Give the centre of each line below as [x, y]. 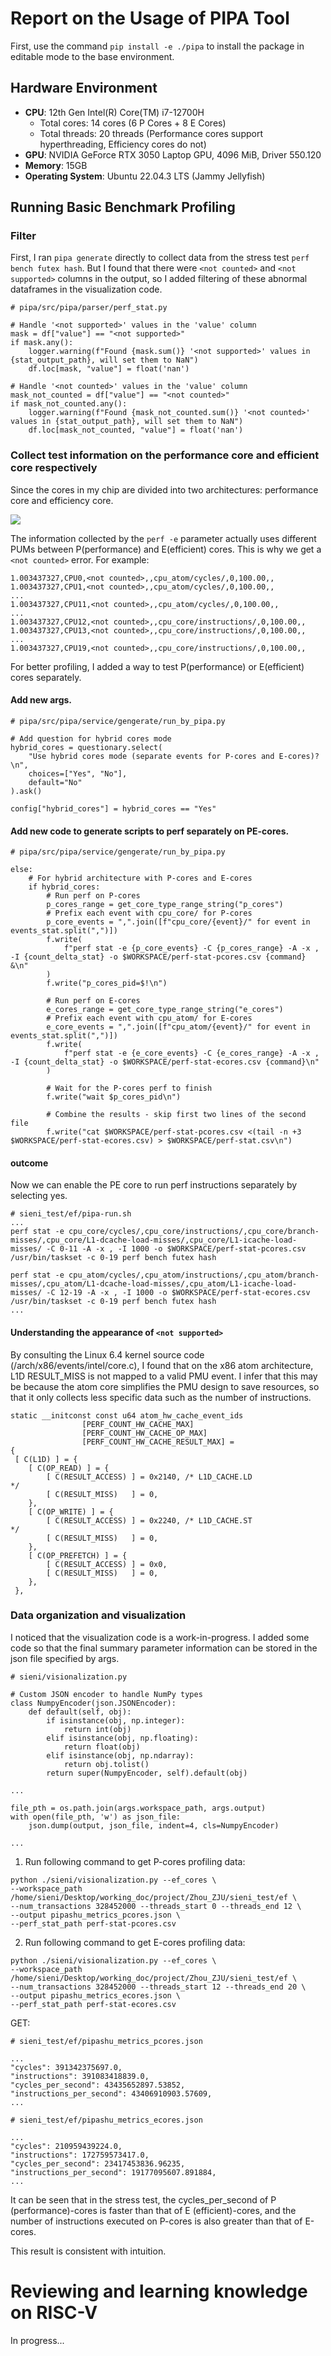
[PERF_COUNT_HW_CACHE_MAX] [138, 1424]
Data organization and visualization [98, 1615]
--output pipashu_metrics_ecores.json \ [96, 1995]
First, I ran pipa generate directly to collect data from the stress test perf [160, 258]
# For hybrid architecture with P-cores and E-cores [140, 878]
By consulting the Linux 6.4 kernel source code [107, 1354]
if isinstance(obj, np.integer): [116, 1720]
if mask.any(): [42, 343]
